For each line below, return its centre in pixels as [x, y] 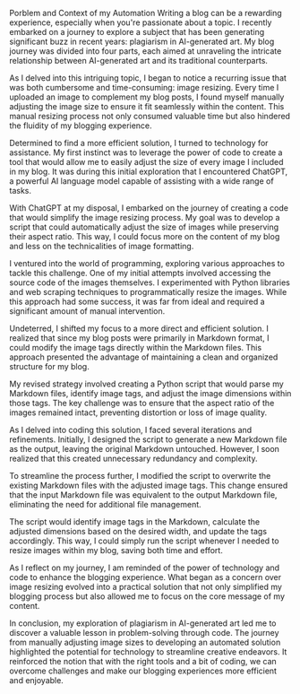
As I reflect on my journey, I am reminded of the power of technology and [145, 568]
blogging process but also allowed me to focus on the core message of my [147, 596]
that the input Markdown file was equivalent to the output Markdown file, [143, 495]
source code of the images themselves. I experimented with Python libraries [150, 282]
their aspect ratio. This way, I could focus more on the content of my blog [145, 236]
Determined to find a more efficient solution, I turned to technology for [139, 143]
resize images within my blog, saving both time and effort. [116, 550]
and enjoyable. [37, 680]
